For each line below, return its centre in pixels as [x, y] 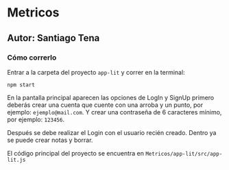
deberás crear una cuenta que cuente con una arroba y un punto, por [105, 105]
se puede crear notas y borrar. [50, 140]
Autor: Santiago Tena [53, 38]
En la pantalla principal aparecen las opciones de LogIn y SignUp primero [111, 97]
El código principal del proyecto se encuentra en [75, 153]
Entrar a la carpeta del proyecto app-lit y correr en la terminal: [96, 72]
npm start [21, 85]
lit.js [16, 160]
